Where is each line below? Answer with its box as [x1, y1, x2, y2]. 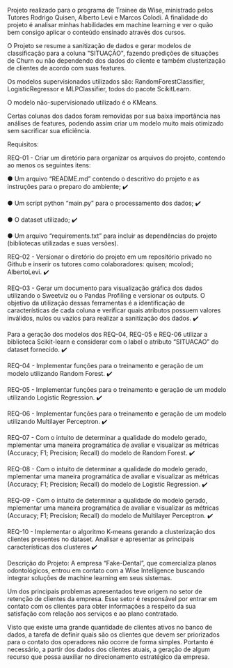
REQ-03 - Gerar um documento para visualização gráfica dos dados [7, 284, 203, 292]
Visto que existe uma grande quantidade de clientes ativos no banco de [7, 623, 213, 631]
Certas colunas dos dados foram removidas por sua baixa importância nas [7, 112, 221, 120]
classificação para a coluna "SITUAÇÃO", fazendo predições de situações [7, 49, 219, 57]
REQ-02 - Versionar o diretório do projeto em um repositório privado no [7, 252, 212, 261]
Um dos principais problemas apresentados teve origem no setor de [7, 587, 203, 595]
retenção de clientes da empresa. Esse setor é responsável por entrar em [7, 595, 218, 602]
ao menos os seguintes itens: [7, 161, 92, 169]
